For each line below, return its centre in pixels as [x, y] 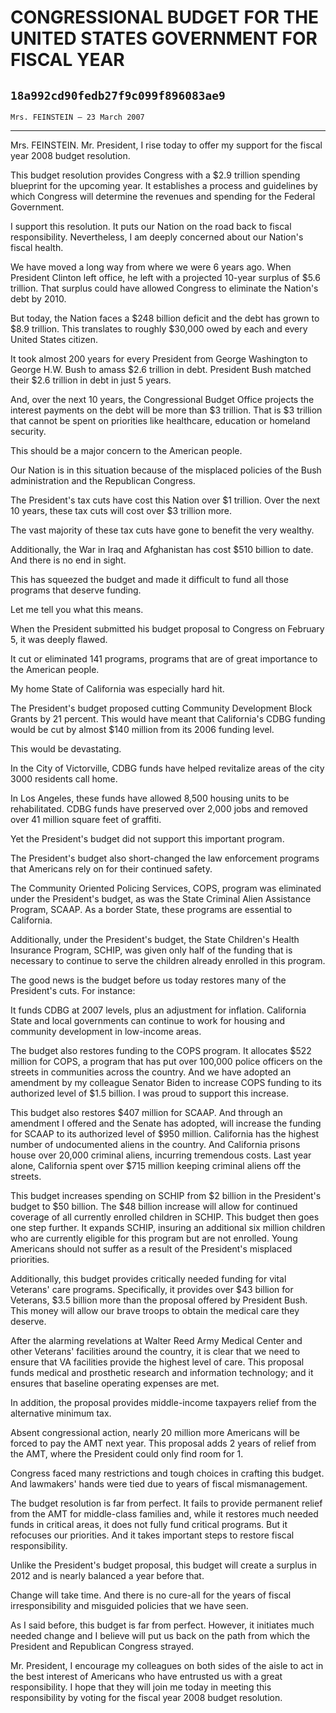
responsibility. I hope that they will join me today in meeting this [141, 1687]
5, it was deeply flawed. [59, 639]
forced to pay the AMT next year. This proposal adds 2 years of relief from [163, 1443]
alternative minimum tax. [61, 1413]
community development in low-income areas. [106, 1031]
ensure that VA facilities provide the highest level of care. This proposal [157, 1362]
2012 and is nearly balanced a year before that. [107, 1575]
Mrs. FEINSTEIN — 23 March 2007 [77, 117]
